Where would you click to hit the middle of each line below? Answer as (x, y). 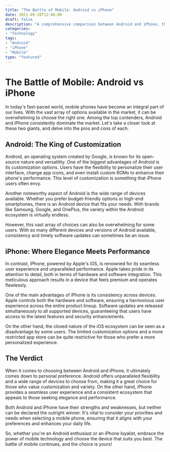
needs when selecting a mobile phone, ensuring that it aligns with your (79, 418)
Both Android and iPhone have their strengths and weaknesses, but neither (83, 407)
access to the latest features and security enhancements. (65, 316)
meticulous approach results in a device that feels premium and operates (81, 280)
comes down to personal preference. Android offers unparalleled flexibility (83, 376)
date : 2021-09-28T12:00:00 (34, 15)
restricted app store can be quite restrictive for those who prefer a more (80, 337)
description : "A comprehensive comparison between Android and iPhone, (82, 24)
